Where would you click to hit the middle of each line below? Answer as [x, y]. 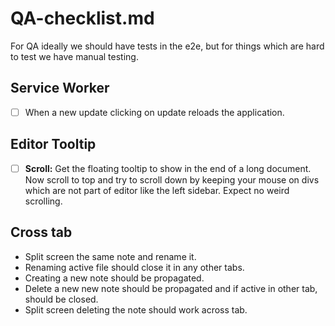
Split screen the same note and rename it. [110, 256]
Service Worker [60, 88]
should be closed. [61, 299]
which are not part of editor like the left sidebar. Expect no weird [157, 190]
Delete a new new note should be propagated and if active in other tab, [171, 288]
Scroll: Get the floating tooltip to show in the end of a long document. [168, 168]
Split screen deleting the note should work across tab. [136, 309]
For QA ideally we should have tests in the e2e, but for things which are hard [167, 46]
